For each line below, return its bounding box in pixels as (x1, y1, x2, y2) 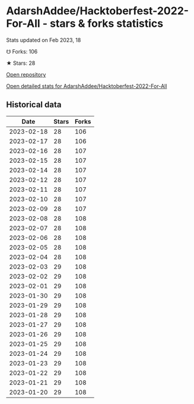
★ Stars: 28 (6, 59, 36, 67)
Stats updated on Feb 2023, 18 (6, 36, 81, 43)
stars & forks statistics (49, 17, 164, 30)
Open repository (6, 71, 46, 78)
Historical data (6, 100, 62, 110)
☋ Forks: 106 (6, 48, 38, 55)
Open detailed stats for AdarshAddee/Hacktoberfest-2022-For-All (6, 82, 167, 90)
